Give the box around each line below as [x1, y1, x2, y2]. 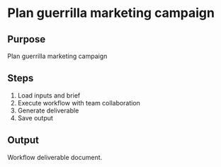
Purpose [7, 33, 46, 45]
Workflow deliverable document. [7, 153, 103, 161]
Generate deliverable [17, 106, 79, 115]
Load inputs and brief [17, 91, 81, 100]
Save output [17, 113, 53, 122]
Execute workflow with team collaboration [17, 98, 140, 107]
